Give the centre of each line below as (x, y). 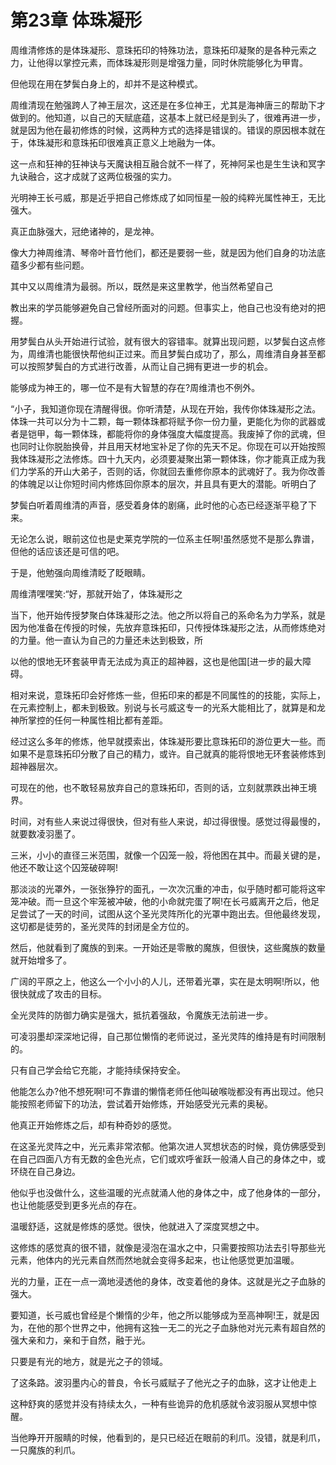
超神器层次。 (36, 766)
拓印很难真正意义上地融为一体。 (154, 142)
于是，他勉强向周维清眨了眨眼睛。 (80, 572)
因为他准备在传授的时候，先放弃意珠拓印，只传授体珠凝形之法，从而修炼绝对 (168, 627)
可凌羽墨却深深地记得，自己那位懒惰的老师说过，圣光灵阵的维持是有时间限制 (168, 1036)
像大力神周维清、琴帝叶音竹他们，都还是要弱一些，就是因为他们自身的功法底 (168, 252)
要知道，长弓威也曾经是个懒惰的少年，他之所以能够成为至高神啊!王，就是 (161, 1315)
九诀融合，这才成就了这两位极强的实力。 (93, 176)
